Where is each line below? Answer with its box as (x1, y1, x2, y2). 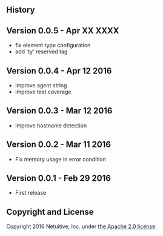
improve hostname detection (15, 121, 87, 129)
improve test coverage (15, 88, 72, 96)
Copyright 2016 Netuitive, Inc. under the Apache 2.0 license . (6, 223, 158, 230)
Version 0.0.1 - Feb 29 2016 (6, 173, 111, 184)
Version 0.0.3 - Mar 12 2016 (6, 106, 113, 116)
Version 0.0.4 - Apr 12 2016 (6, 66, 112, 76)
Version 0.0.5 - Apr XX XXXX (6, 25, 119, 36)
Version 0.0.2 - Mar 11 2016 (6, 140, 111, 150)
